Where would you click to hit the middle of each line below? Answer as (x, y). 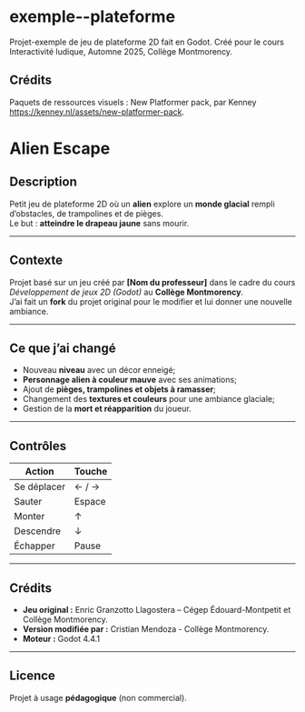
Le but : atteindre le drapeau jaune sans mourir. (99, 223)
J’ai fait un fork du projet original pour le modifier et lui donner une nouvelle (151, 301)
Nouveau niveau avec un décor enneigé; (99, 370)
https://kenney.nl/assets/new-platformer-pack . (97, 112)
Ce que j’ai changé (63, 348)
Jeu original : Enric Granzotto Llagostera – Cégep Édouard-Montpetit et (157, 610)
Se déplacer (40, 486)
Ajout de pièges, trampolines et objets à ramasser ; (119, 389)
